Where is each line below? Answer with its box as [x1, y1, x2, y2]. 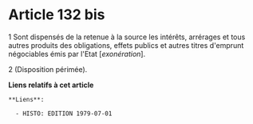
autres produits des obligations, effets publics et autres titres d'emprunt [8, 40, 244, 50]
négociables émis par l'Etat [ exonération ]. [8, 49, 146, 58]
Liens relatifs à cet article [8, 80, 94, 90]
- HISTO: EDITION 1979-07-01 [15, 110, 113, 118]
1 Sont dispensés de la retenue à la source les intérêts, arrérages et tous [8, 32, 246, 42]
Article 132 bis [8, 6, 105, 24]
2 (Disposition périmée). [8, 64, 88, 74]
